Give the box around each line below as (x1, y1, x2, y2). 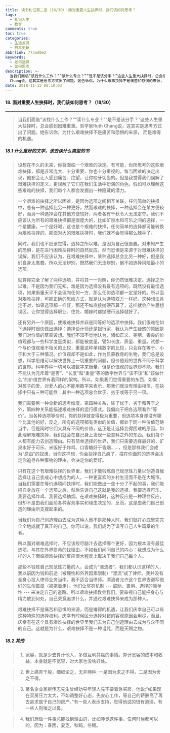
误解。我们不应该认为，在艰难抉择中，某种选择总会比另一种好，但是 (17, 253, 160, 259)
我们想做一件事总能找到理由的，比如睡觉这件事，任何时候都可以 (25, 716, 158, 722)
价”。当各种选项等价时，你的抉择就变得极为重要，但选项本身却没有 (17, 412, 157, 419)
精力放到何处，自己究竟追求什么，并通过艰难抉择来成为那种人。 (17, 595, 151, 601)
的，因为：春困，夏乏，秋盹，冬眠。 (25, 722, 101, 728)
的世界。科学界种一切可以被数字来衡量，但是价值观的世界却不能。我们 (17, 364, 164, 370)
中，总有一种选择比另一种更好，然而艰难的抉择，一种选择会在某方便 (17, 204, 160, 210)
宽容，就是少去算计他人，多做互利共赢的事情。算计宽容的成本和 (25, 651, 158, 658)
